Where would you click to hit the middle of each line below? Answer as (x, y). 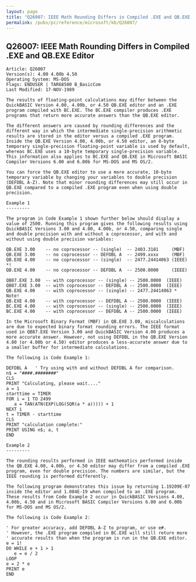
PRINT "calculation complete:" (44, 425)
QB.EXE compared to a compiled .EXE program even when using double (92, 188)
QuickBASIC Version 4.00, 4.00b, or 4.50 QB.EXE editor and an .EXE (92, 105)
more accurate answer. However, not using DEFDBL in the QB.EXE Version (97, 337)
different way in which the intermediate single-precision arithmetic (94, 131)
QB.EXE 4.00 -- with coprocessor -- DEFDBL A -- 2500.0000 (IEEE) (94, 301)
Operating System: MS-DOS (38, 80)
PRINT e (16, 569)
